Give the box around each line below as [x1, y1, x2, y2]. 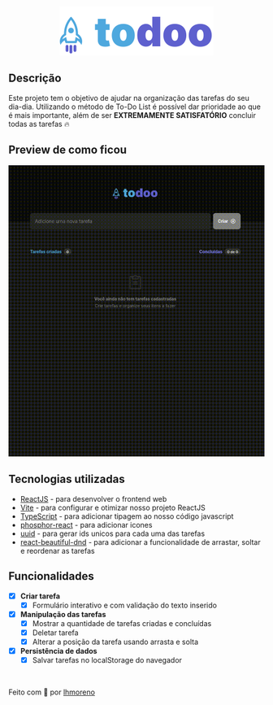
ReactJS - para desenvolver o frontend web [19, 494, 167, 503]
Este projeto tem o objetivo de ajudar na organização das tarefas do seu [8, 93, 249, 102]
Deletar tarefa [32, 628, 79, 638]
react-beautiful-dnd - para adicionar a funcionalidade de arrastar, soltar [19, 537, 262, 546]
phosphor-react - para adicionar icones [19, 520, 153, 529]
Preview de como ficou [8, 143, 128, 157]
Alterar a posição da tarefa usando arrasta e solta [32, 637, 199, 647]
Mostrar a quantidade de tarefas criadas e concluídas [32, 618, 212, 628]
